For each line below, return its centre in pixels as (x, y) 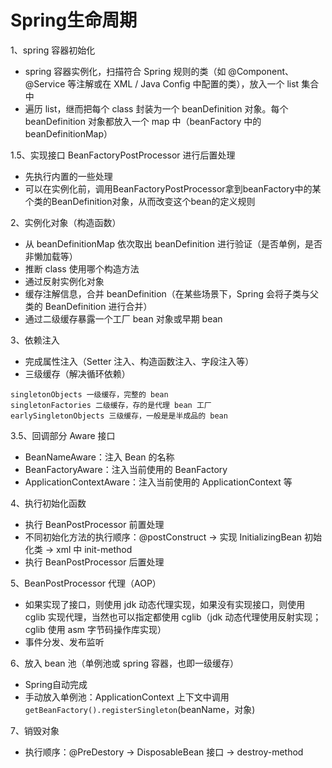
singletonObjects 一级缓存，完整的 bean (89, 394)
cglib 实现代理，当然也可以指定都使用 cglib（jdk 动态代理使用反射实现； (173, 617)
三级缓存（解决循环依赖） (77, 373)
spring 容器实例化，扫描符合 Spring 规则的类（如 (125, 71)
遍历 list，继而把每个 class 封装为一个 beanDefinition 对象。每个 (156, 108)
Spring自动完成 (56, 684)
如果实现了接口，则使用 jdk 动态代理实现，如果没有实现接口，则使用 (165, 604)
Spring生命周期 (74, 20)
